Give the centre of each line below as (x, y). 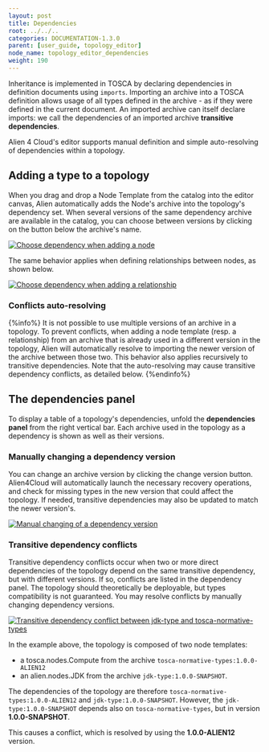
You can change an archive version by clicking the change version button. (130, 475)
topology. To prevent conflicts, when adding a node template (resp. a (122, 331)
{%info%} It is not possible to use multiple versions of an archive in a (122, 323)
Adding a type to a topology (79, 176)
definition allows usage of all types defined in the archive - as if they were (130, 101)
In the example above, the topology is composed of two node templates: (128, 645)
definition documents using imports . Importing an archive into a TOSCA (126, 92)
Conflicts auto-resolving (57, 305)
